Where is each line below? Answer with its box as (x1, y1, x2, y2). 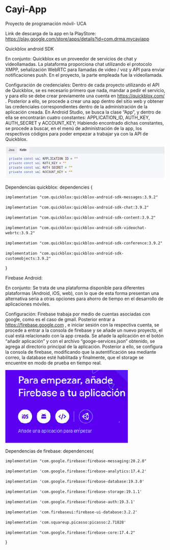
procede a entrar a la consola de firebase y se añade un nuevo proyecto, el (5, 327, 163, 333)
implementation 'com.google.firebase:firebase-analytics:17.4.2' (5, 469, 147, 474)
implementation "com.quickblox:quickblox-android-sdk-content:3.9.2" (5, 215, 156, 220)
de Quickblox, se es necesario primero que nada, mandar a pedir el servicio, (5, 87, 165, 93)
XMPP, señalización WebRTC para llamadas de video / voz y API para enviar (5, 66, 165, 73)
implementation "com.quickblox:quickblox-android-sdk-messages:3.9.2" (5, 195, 158, 200)
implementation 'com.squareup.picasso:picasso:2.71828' (5, 520, 126, 525)
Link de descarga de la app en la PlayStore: (5, 30, 96, 36)
